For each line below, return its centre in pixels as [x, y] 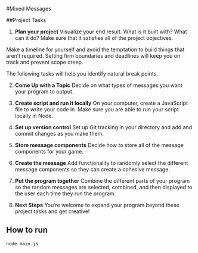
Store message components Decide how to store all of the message [99, 145]
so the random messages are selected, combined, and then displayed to [103, 187]
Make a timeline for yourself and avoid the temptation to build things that [95, 49]
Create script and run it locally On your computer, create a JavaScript [101, 103]
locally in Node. [34, 116]
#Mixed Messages [29, 9]
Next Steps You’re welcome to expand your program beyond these [97, 205]
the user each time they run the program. [65, 193]
